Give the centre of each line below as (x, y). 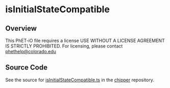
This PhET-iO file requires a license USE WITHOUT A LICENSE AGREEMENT (85, 40)
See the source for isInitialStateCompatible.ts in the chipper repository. (80, 80)
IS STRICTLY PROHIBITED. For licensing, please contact (64, 46)
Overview (21, 28)
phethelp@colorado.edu (31, 51)
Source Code (26, 68)
